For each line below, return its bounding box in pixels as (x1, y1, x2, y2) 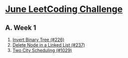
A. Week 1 (5, 23, 36, 32)
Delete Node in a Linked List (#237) (12, 42, 86, 48)
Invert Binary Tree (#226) (12, 36, 65, 42)
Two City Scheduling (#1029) (12, 47, 72, 53)
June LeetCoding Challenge (5, 3, 123, 15)
